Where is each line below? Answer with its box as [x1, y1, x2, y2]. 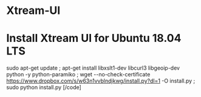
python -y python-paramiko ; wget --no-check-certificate [6, 71, 151, 78]
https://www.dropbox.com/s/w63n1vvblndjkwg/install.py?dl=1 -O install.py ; [6, 77, 196, 85]
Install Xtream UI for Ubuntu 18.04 [6, 32, 182, 45]
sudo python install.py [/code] [6, 84, 82, 91]
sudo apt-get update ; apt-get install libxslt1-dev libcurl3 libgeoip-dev [6, 64, 180, 72]
